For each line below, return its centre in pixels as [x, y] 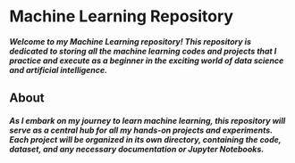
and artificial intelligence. [59, 69]
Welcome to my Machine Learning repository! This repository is [131, 41]
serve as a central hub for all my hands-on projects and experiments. [141, 130]
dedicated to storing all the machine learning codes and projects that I [143, 51]
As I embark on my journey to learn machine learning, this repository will [147, 120]
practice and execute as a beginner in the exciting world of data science [147, 61]
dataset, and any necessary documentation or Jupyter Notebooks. [137, 149]
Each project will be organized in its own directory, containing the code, [145, 139]
